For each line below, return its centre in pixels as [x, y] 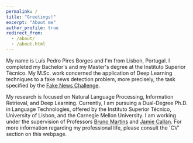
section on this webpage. [37, 134]
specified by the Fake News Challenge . [53, 85]
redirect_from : [25, 33]
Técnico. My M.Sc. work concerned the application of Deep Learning [89, 73]
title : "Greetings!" [31, 17]
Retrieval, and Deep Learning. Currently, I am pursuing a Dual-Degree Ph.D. [97, 103]
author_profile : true [32, 28]
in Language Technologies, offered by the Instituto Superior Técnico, [89, 109]
